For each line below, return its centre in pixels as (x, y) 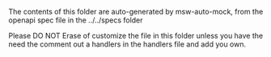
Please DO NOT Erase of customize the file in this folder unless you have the (136, 36)
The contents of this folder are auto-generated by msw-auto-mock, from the (136, 12)
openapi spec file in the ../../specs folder (76, 20)
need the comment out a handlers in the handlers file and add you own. (127, 44)
